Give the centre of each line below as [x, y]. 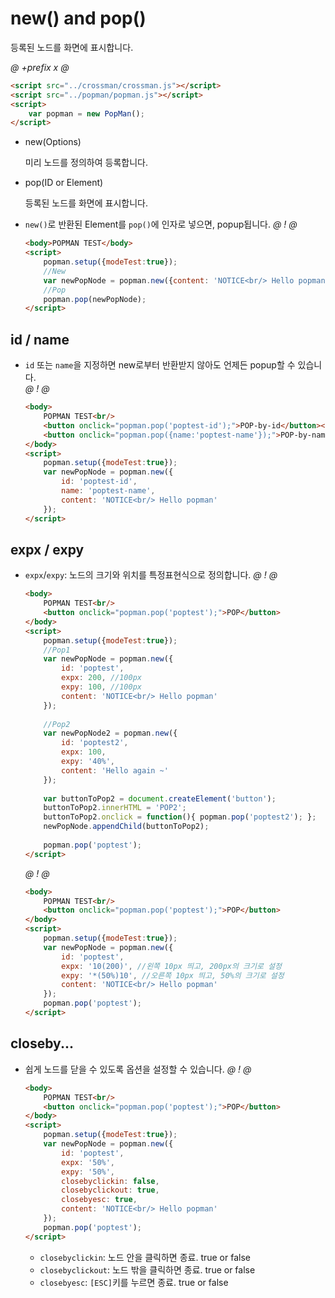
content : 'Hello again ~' [115, 770]
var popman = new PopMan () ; [86, 113]
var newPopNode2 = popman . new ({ [110, 733]
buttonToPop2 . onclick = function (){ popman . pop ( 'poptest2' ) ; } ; [180, 817]
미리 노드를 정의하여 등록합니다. [86, 163]
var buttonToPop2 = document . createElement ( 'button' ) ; [160, 798]
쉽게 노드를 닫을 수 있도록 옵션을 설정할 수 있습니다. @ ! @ [138, 1069]
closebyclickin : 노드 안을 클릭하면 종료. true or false [145, 1257]
